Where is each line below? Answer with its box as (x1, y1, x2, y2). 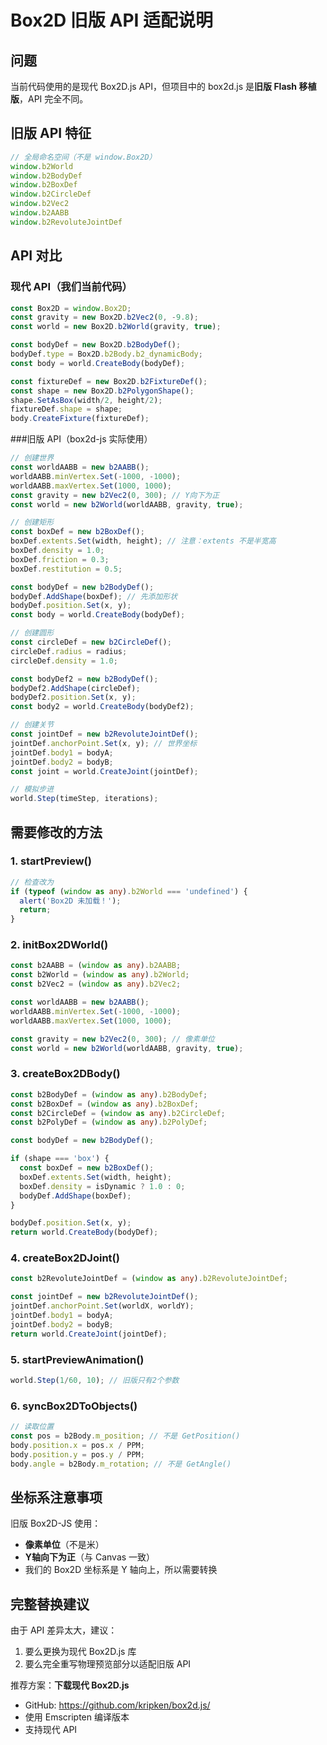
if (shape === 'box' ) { (10, 1154, 110, 1164)
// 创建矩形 (10, 517, 55, 528)
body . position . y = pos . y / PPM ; (10, 1449, 145, 1460)
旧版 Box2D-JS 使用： (10, 1517, 102, 1530)
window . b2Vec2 (10, 199, 70, 209)
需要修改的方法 (10, 824, 103, 841)
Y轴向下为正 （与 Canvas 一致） (24, 1551, 156, 1563)
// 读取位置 (10, 1422, 55, 1432)
